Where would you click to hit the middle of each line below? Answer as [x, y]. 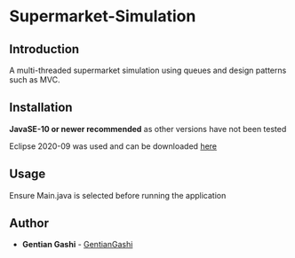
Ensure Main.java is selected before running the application [118, 195]
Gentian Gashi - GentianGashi [77, 245]
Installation [41, 108]
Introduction [44, 49]
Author [29, 223]
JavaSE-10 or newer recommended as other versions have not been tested [148, 129]
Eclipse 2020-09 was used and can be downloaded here [113, 146]
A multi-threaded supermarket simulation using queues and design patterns [148, 70]
